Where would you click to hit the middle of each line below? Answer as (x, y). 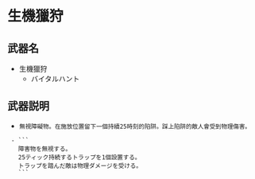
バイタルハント (55, 79)
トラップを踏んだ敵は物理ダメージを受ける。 (80, 165)
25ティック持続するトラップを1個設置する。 (79, 157)
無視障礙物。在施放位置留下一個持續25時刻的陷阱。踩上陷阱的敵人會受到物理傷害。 (135, 126)
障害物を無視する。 (45, 149)
